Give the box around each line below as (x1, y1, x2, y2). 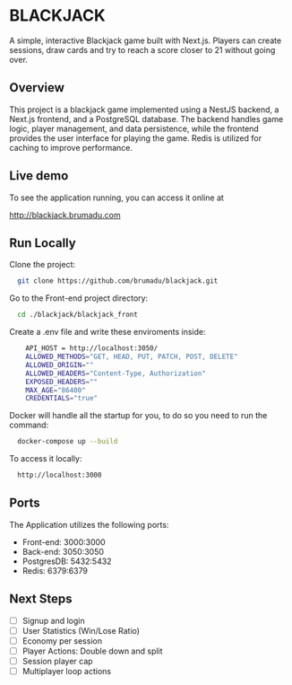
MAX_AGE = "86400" (25, 385, 87, 395)
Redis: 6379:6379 (21, 565, 88, 575)
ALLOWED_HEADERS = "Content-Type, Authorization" (25, 369, 206, 378)
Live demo (9, 168, 69, 184)
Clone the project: (9, 259, 76, 270)
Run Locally (9, 235, 76, 250)
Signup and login (21, 615, 85, 626)
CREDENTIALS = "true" (25, 394, 99, 403)
